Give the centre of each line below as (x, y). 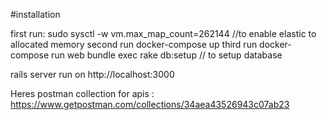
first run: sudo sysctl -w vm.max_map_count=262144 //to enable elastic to (163, 33)
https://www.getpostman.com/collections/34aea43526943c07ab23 (150, 104)
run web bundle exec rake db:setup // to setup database (167, 55)
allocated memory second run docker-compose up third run (134, 44)
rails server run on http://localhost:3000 (92, 74)
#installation (35, 14)
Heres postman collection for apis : (82, 93)
